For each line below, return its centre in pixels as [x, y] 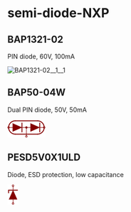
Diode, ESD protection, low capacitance [66, 174]
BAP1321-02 [36, 39]
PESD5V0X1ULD [44, 158]
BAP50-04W [37, 93]
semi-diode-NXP [58, 13]
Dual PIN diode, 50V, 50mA [47, 110]
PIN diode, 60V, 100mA [41, 56]
